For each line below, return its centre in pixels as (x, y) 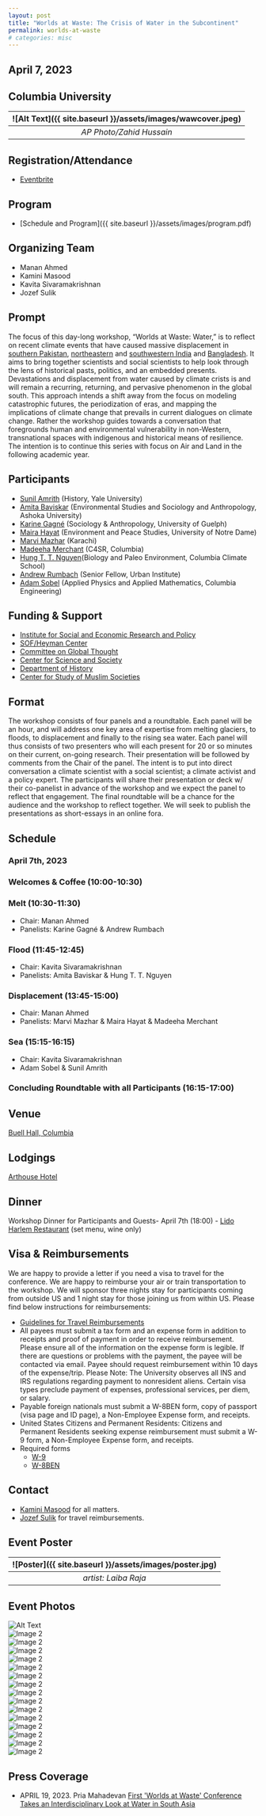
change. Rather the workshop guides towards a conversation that (115, 421)
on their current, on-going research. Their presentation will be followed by (129, 755)
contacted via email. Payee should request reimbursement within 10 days (139, 1364)
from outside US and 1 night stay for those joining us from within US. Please (131, 1298)
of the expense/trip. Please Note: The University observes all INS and (133, 1372)
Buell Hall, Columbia (41, 1133)
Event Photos (42, 1606)
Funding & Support (55, 616)
